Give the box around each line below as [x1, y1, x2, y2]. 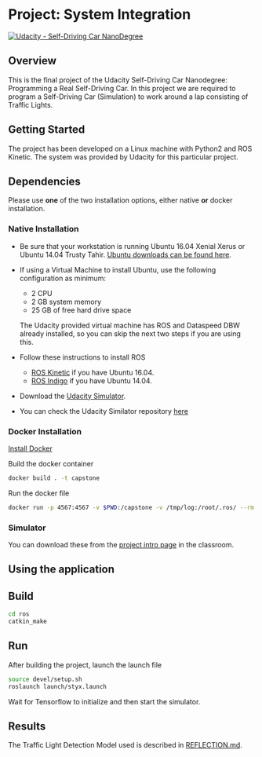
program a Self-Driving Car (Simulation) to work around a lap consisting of [8, 92, 249, 101]
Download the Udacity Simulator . [19, 391, 126, 400]
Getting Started [8, 123, 86, 137]
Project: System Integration [8, 5, 191, 24]
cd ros [8, 610, 30, 618]
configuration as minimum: [19, 273, 106, 283]
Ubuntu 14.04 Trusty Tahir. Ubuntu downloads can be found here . [19, 250, 231, 259]
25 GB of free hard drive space [31, 305, 132, 315]
